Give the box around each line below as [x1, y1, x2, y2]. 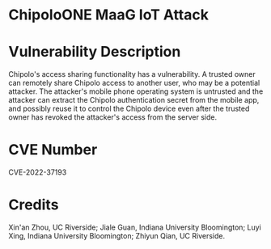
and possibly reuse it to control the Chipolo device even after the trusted [8, 103, 250, 114]
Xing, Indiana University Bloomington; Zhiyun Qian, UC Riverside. [8, 231, 225, 240]
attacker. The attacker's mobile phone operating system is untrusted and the [8, 87, 264, 96]
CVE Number [8, 141, 98, 159]
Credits [8, 196, 59, 214]
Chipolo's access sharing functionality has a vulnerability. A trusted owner [8, 70, 256, 79]
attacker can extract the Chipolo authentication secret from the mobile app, [8, 95, 260, 105]
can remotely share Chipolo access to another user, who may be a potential [8, 78, 260, 88]
